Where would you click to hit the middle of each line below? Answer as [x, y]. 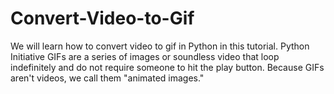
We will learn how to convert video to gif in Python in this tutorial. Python [160, 46]
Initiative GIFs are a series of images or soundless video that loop [145, 56]
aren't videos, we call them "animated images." [107, 78]
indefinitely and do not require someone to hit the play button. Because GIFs [167, 67]
